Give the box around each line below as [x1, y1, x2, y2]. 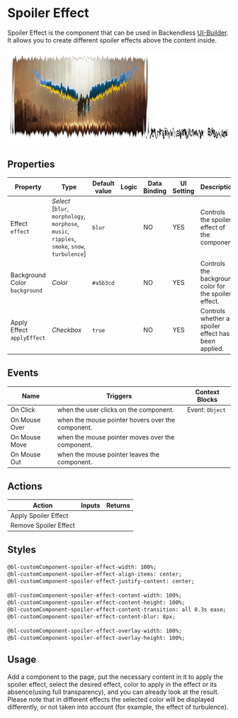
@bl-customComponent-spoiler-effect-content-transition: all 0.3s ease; [7, 606, 227, 613]
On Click [10, 405, 35, 414]
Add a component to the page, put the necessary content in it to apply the [7, 672, 223, 681]
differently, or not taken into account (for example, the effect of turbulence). [7, 702, 229, 711]
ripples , [52, 234, 76, 242]
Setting [172, 186, 195, 195]
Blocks [197, 396, 218, 404]
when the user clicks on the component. [57, 405, 174, 414]
